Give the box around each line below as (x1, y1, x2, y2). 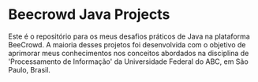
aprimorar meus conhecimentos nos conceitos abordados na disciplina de (8, 48, 249, 58)
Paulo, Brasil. (8, 65, 51, 74)
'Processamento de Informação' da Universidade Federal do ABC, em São (8, 57, 249, 66)
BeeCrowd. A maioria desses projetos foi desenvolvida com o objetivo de (8, 39, 246, 49)
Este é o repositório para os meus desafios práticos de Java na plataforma (8, 32, 250, 41)
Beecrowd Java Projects (8, 6, 170, 24)
